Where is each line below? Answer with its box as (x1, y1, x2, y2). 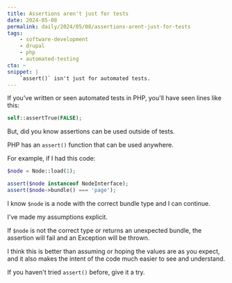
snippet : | (7, 68, 39, 75)
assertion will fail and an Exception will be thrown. (7, 234, 150, 242)
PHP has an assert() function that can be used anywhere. (7, 140, 174, 149)
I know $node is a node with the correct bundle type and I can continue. (7, 199, 210, 207)
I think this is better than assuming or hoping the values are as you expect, (7, 247, 220, 255)
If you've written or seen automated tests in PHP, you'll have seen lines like (7, 94, 222, 102)
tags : (7, 29, 23, 37)
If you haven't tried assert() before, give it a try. (7, 268, 145, 276)
